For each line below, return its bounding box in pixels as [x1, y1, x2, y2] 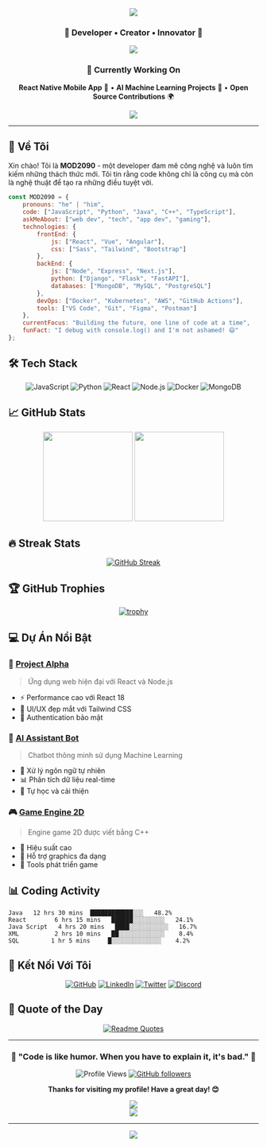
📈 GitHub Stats [8, 406, 86, 420]
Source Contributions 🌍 [92, 91, 175, 101]
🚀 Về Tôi [8, 139, 49, 154]
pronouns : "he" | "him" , [22, 200, 105, 209]
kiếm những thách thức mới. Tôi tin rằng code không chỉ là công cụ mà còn [8, 169, 253, 179]
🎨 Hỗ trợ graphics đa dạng [19, 851, 106, 861]
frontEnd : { [37, 230, 77, 238]
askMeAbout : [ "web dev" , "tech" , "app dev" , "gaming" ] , [22, 216, 212, 224]
